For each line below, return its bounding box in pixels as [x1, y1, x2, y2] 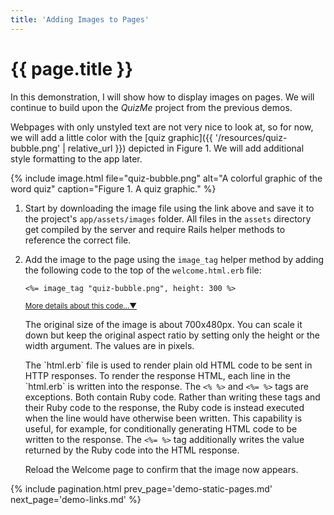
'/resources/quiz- [214, 131, 288, 143]
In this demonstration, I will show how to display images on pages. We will [10, 91, 315, 103]
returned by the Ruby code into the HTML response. [24, 444, 240, 456]
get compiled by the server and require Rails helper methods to [24, 223, 286, 235]
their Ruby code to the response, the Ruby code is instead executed [24, 401, 305, 413]
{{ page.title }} [10, 57, 134, 80]
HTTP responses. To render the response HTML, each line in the [24, 369, 291, 381]
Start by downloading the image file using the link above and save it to [24, 202, 315, 214]
